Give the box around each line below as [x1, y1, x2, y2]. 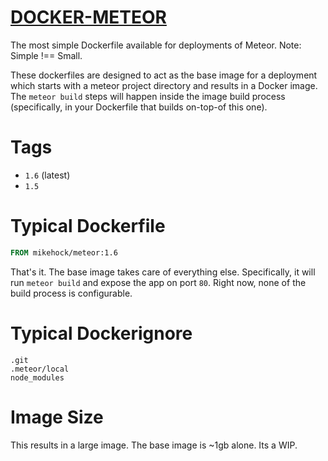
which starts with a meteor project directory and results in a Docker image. [10, 79, 318, 91]
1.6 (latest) [24, 169, 71, 181]
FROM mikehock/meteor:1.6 [10, 247, 118, 258]
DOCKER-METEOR [10, 6, 167, 29]
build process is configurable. [10, 287, 133, 299]
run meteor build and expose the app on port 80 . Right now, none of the [10, 276, 307, 288]
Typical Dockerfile [10, 215, 166, 238]
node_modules [10, 372, 65, 383]
